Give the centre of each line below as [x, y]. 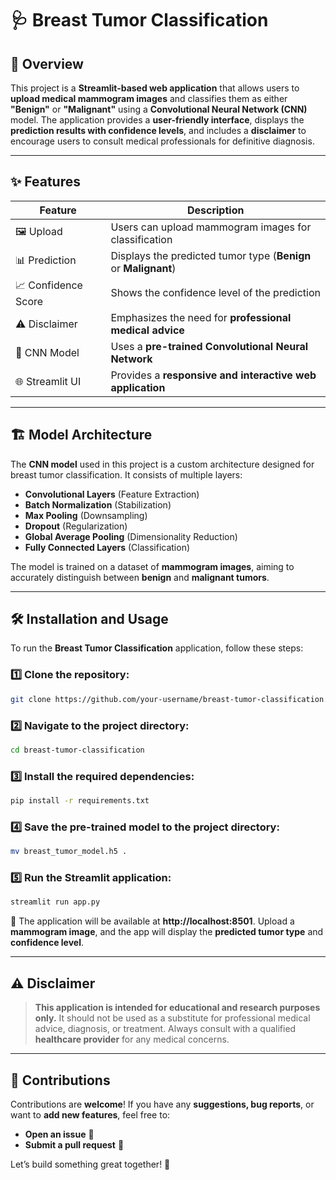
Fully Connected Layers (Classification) [107, 547]
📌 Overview [47, 63]
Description [215, 210]
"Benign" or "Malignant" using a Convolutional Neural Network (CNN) [159, 109]
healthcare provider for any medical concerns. [132, 1039]
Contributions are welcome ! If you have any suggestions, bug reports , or [162, 1104]
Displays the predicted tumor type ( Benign [211, 255]
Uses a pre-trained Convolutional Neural [209, 346]
